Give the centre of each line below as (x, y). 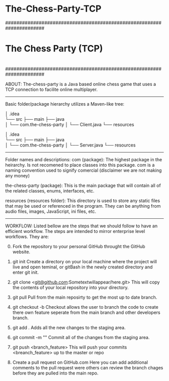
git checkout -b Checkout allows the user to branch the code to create (85, 307)
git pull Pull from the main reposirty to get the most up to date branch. (85, 297)
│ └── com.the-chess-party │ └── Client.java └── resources (70, 125)
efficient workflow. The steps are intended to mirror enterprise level (75, 231)
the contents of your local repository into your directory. (70, 288)
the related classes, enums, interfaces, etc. (50, 191)
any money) (18, 176)
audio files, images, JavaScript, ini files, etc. (51, 211)
